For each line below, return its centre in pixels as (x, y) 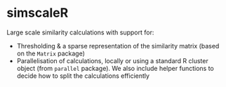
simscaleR (38, 13)
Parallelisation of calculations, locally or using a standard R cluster (112, 60)
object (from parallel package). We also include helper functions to (115, 68)
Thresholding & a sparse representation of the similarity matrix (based (118, 46)
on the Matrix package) (51, 53)
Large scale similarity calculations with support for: (80, 32)
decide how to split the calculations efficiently (83, 76)
